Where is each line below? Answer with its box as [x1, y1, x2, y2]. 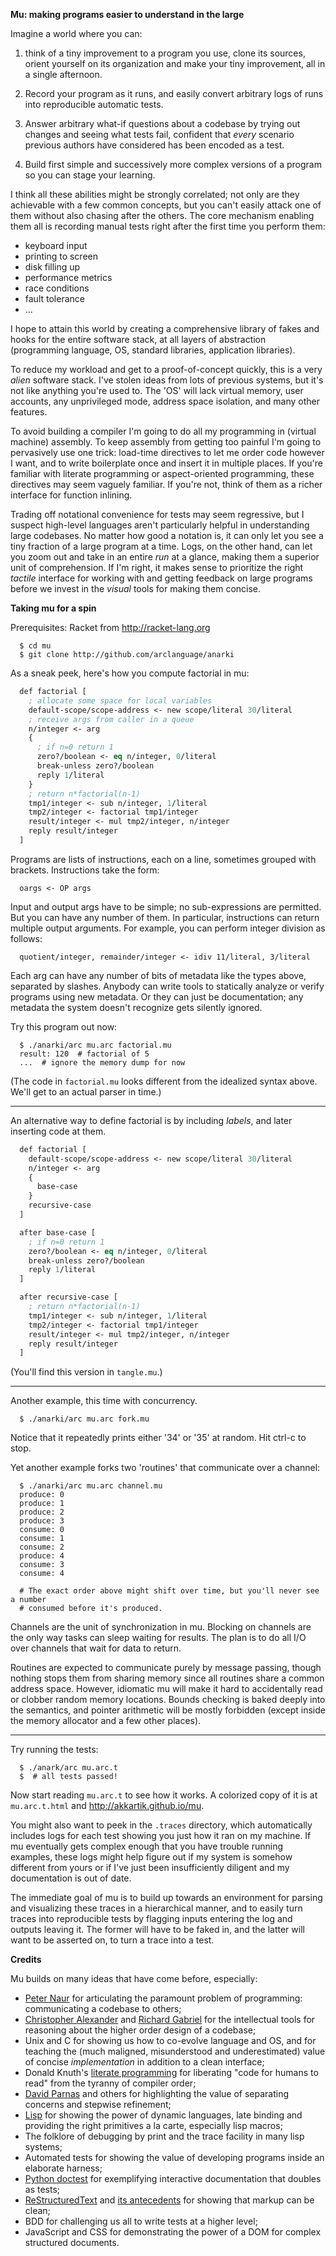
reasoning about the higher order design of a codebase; [24, 2024, 257, 2036]
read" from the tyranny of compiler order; [24, 2077, 197, 2089]
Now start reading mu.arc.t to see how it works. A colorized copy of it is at [10, 1789, 318, 1801]
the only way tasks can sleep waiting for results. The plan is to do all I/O [10, 1632, 307, 1644]
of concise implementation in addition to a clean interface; [24, 2056, 265, 2068]
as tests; [24, 2184, 61, 2196]
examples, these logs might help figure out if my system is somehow [10, 1851, 293, 1863]
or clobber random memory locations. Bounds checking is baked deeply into [10, 1694, 326, 1706]
